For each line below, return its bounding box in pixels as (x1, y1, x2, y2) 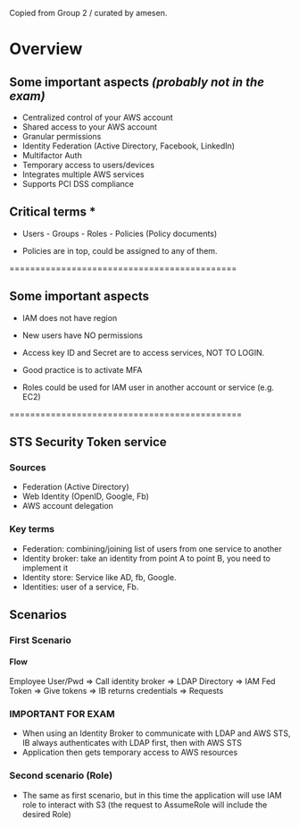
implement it (21, 562, 69, 573)
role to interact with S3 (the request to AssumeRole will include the (21, 799, 268, 810)
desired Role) (21, 808, 71, 819)
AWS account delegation (21, 501, 114, 511)
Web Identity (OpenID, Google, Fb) (21, 491, 150, 502)
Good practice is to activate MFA (21, 364, 143, 375)
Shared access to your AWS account (21, 122, 158, 132)
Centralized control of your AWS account (21, 112, 174, 123)
